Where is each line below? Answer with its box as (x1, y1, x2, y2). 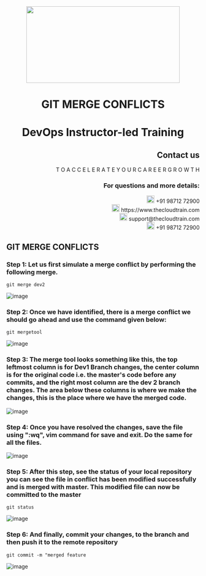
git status (6, 504, 34, 510)
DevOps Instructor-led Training (21, 126, 185, 140)
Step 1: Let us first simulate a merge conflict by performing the (6, 260, 196, 268)
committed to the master (6, 490, 82, 499)
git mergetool (6, 329, 43, 336)
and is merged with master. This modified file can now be (6, 482, 180, 491)
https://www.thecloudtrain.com (121, 207, 200, 214)
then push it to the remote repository (6, 538, 118, 547)
